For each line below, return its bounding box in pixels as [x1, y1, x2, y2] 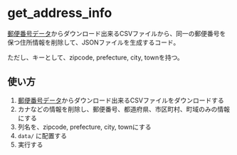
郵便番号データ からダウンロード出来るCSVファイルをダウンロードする [17, 96, 224, 104]
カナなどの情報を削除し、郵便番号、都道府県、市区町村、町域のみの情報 [17, 105, 230, 113]
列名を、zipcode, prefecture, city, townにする [17, 122, 152, 131]
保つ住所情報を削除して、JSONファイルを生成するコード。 [7, 38, 180, 47]
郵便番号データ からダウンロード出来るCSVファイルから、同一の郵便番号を [7, 29, 226, 38]
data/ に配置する [17, 131, 68, 139]
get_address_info [7, 5, 112, 21]
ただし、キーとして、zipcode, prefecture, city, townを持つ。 [7, 53, 184, 62]
